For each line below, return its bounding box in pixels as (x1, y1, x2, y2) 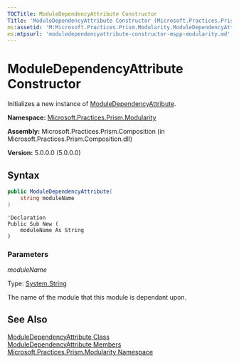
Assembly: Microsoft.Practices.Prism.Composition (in (7, 127, 165, 136)
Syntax (7, 169, 40, 181)
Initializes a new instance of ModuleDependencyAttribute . (7, 100, 176, 108)
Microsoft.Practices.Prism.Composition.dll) (7, 135, 133, 143)
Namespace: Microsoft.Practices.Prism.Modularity (7, 113, 156, 122)
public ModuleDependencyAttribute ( (7, 188, 113, 195)
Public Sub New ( (7, 220, 59, 228)
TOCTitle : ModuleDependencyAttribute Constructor (7, 10, 158, 18)
